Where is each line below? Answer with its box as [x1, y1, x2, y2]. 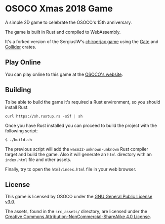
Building [5, 86, 31, 94]
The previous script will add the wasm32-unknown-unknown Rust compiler [5, 146, 148, 152]
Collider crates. [5, 44, 36, 50]
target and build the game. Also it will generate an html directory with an [5, 151, 152, 157]
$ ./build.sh [5, 137, 32, 142]
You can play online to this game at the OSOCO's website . [5, 71, 124, 77]
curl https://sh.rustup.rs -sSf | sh [5, 113, 83, 119]
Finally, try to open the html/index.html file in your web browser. [5, 166, 137, 172]
